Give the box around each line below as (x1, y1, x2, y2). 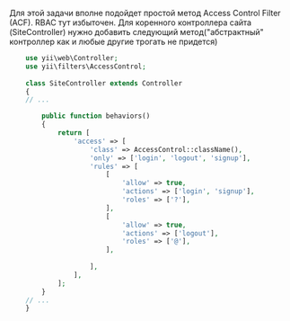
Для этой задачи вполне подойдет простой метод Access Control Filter (9, 8, 281, 18)
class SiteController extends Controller (25, 78, 182, 88)
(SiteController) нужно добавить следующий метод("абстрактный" (9, 27, 265, 37)
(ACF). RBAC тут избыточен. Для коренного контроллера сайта (9, 17, 252, 28)
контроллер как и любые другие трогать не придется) (9, 36, 218, 47)
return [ (57, 129, 91, 138)
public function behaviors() (41, 111, 151, 120)
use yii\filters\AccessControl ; (25, 62, 146, 71)
